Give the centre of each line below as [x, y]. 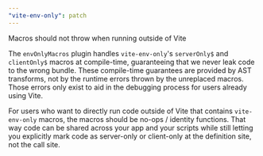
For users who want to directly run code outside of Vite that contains [120, 111]
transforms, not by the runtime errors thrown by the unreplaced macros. [126, 78]
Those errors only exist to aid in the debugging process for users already [128, 87]
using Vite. [26, 95]
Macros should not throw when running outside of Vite [97, 38]
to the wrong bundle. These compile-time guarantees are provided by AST [130, 70]
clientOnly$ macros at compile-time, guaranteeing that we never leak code [131, 62]
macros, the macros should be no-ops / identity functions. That [142, 119]
